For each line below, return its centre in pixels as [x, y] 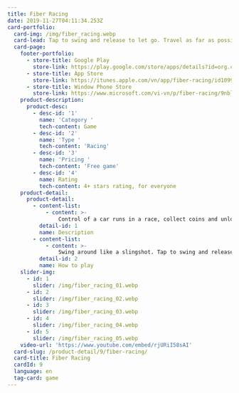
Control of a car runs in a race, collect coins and [138, 219]
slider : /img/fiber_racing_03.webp [86, 312]
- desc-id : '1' [55, 113]
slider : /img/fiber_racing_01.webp [86, 285]
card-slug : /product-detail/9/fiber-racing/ [81, 352]
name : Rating [58, 179]
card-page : [30, 47]
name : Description [66, 232]
